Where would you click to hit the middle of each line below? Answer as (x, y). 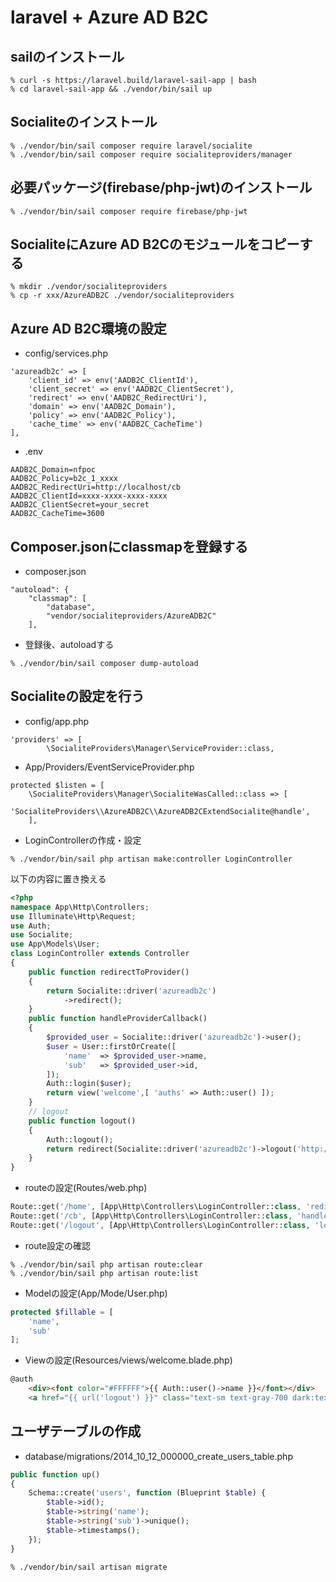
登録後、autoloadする (69, 645)
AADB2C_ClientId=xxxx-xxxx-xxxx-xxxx (89, 496)
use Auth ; (31, 926)
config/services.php (66, 353)
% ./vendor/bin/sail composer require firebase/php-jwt (129, 211)
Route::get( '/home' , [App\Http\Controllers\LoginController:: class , (156, 1207)
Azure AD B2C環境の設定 (88, 328)
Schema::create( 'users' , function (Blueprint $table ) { (147, 1493)
